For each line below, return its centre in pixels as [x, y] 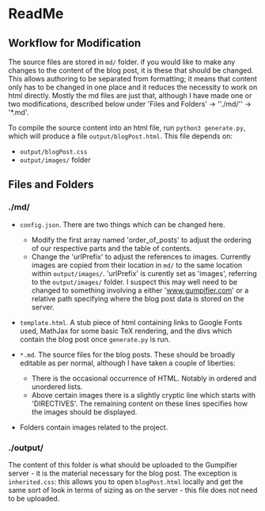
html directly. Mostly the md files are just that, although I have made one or [130, 95]
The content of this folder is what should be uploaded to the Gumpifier [123, 464]
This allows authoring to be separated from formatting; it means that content [132, 79]
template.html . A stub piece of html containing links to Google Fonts [131, 322]
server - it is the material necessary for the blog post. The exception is [123, 473]
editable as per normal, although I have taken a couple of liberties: [127, 363]
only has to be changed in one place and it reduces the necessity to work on [133, 87]
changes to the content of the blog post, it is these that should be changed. [131, 70]
